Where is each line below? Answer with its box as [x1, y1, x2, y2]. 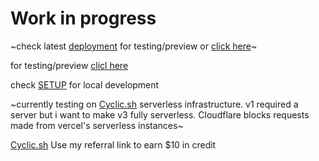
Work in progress [10, 7, 157, 30]
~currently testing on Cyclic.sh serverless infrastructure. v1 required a [10, 98, 299, 110]
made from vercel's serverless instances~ [10, 119, 184, 131]
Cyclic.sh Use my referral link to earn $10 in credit [10, 138, 217, 151]
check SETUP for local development [10, 78, 160, 91]
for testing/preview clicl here [10, 59, 129, 71]
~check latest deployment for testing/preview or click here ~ [10, 40, 258, 52]
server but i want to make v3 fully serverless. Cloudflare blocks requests [10, 108, 310, 121]
